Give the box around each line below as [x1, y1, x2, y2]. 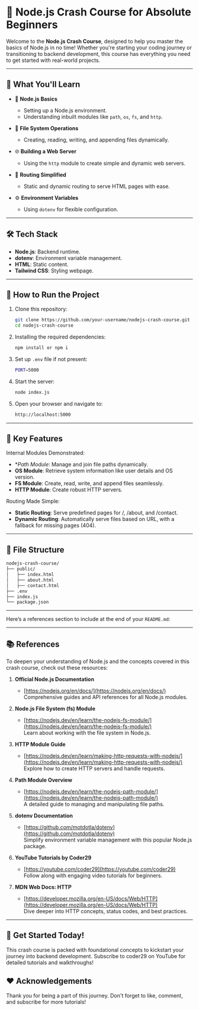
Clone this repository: [14, 306, 68, 313]
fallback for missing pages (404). [14, 522, 97, 529]
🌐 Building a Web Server [14, 148, 77, 155]
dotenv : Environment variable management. [14, 254, 123, 261]
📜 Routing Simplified [14, 171, 66, 178]
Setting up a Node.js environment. [23, 106, 107, 114]
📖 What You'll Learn [6, 80, 81, 90]
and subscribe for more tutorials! [6, 998, 86, 1005]
